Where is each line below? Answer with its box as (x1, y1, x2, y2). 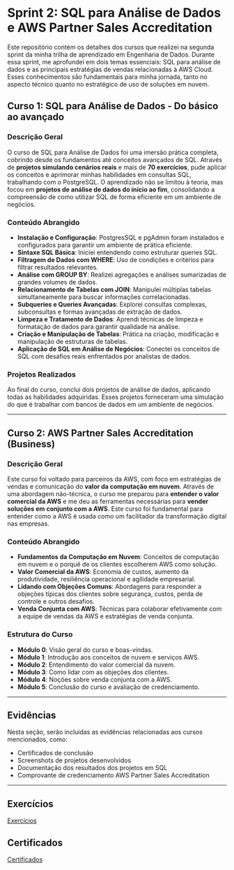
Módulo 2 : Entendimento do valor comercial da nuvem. (17, 660, 175, 669)
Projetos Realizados (7, 369, 77, 379)
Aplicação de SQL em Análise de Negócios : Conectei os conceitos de (17, 345, 220, 353)
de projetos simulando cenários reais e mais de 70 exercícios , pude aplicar (7, 163, 227, 171)
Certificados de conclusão (17, 749, 94, 757)
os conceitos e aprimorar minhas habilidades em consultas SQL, (7, 170, 192, 179)
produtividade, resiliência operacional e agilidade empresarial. (17, 575, 196, 583)
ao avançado (7, 111, 65, 123)
